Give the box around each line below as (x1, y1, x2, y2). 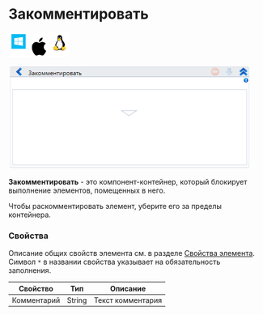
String (66, 295, 87, 304)
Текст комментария (93, 295, 163, 304)
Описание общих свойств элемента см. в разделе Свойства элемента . (8, 249, 255, 258)
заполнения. (8, 266, 52, 275)
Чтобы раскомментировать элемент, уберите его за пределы (8, 201, 223, 211)
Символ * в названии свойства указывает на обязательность (8, 257, 221, 267)
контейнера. (8, 210, 51, 219)
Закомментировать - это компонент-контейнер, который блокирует (8, 177, 248, 186)
